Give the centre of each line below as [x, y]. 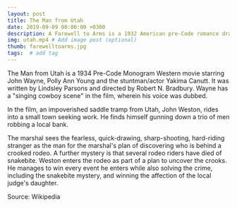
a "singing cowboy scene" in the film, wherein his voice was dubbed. [108, 95]
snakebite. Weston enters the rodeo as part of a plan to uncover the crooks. [117, 160]
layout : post [26, 14]
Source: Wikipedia [34, 196]
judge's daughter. [33, 183]
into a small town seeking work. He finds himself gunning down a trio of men [119, 116]
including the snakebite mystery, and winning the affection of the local [109, 175]
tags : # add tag [33, 54]
